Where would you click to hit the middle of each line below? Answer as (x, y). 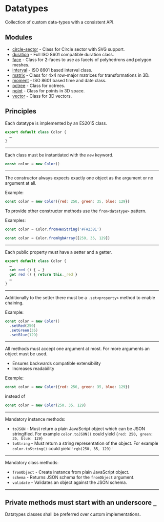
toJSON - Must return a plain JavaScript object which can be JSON (79, 429)
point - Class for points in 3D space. (48, 90)
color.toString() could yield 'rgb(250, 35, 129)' (63, 449)
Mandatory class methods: (32, 463)
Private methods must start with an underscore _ (81, 502)
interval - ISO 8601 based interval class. (52, 70)
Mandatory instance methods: (35, 419)
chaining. (14, 303)
